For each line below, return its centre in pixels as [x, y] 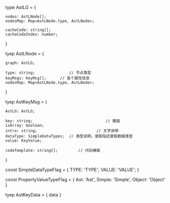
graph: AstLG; [20, 63]
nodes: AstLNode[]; [26, 17]
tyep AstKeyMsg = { [26, 102]
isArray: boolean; [25, 125]
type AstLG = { [21, 7]
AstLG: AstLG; [20, 111]
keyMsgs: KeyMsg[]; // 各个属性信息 [48, 78]
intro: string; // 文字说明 [62, 131]
